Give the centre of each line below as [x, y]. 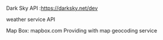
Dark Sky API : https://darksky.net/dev [52, 8]
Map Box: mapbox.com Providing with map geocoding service [82, 31]
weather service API [31, 20]
